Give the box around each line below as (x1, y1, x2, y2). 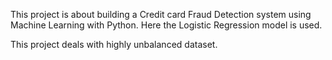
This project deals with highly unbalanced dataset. (10, 39, 218, 50)
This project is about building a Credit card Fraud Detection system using (10, 9, 312, 20)
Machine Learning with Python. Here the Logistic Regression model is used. (10, 19, 323, 31)
